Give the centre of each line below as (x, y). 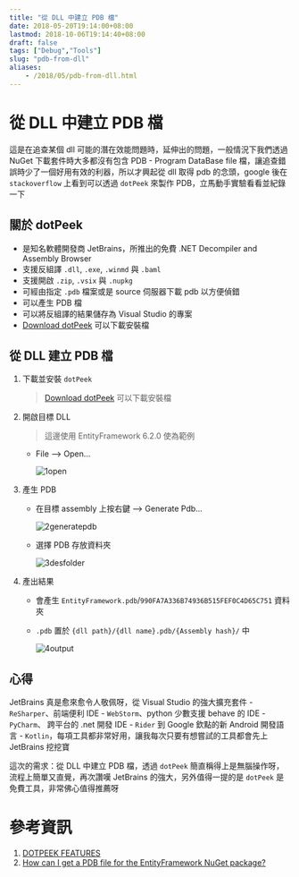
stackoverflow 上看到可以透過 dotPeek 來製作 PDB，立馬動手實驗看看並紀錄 (148, 183)
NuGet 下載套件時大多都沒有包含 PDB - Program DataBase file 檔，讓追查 (144, 160)
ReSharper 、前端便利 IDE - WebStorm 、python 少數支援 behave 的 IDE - (137, 713)
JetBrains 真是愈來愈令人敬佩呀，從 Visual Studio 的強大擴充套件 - (131, 702)
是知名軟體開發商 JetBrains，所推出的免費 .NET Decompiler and (140, 248)
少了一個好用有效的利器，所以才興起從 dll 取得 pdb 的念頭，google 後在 (156, 172)
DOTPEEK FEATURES (61, 853)
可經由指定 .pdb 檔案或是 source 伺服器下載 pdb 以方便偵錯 (131, 291)
